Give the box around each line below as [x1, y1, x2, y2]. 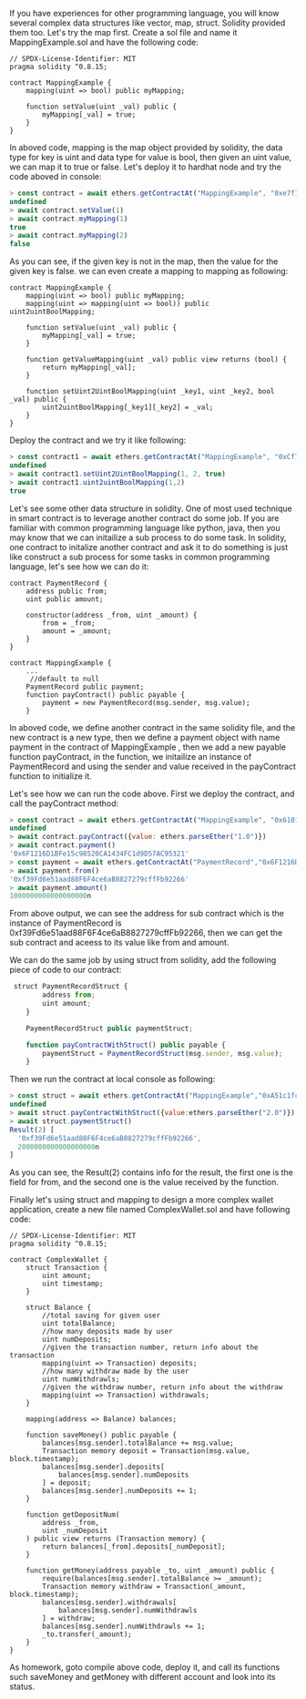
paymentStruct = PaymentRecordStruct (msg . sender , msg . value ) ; [42, 1049, 283, 1058]
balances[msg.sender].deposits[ [42, 1462, 166, 1472]
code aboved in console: [9, 171, 102, 181]
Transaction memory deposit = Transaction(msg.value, [42, 1447, 250, 1456]
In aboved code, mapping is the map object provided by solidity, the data [9, 142, 283, 153]
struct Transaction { [25, 1264, 107, 1273]
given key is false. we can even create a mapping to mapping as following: [9, 266, 289, 277]
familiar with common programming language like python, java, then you [9, 522, 280, 533]
